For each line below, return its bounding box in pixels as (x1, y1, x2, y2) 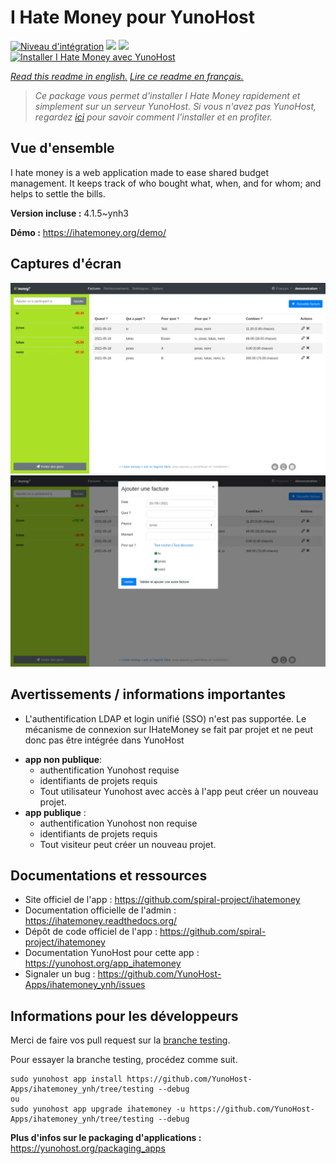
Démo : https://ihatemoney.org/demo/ (10, 226, 167, 238)
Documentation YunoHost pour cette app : (24, 947, 200, 959)
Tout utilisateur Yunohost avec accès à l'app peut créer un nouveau (39, 785, 319, 797)
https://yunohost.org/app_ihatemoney (24, 957, 182, 970)
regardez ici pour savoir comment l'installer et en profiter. (34, 111, 273, 123)
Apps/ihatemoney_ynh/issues (24, 979, 146, 991)
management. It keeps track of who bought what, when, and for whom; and (10, 177, 322, 189)
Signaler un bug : (24, 968, 96, 980)
